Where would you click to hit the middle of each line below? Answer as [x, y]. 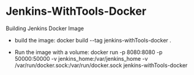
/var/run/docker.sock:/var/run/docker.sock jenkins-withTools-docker [101, 65]
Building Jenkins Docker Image [45, 28]
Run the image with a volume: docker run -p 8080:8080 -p [88, 52]
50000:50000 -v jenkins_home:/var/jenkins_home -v [81, 58]
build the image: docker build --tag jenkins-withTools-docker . [93, 40]
